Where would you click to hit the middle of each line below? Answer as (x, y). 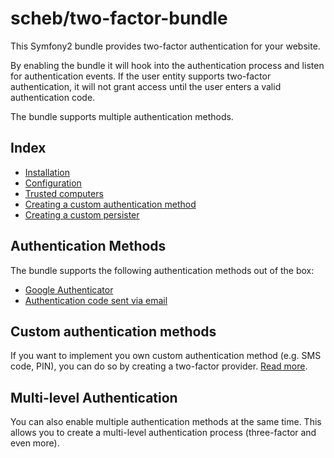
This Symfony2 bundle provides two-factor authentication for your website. (165, 46)
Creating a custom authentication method (110, 204)
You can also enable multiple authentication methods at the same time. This (166, 422)
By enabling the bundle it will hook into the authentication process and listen (167, 65)
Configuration (53, 183)
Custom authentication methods (113, 331)
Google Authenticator (69, 289)
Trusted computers (64, 193)
